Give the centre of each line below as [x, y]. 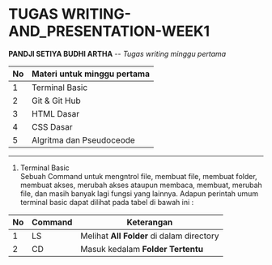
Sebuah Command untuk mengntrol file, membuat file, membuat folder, [138, 176]
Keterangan [150, 222]
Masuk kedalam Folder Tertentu [142, 249]
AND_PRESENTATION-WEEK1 [109, 31]
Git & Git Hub [56, 100]
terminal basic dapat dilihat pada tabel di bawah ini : [107, 202]
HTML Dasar [56, 113]
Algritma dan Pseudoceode [83, 140]
